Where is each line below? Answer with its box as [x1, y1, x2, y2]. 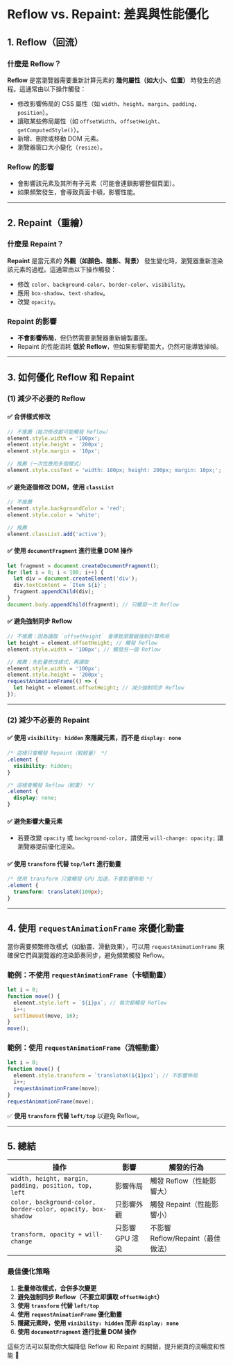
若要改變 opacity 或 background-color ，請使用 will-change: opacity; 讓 [17, 833, 224, 842]
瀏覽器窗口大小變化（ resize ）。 [17, 143, 106, 151]
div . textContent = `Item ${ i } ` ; [13, 582, 107, 589]
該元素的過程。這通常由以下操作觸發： [7, 265, 116, 274]
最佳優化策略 [7, 1266, 51, 1276]
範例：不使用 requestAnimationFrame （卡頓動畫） [7, 970, 171, 980]
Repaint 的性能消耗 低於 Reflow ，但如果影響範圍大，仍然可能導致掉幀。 [17, 343, 223, 351]
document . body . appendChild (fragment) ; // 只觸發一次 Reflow [7, 601, 179, 608]
